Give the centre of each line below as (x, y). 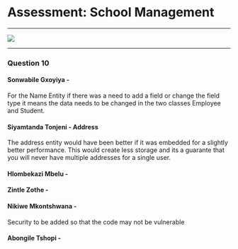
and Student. (26, 111)
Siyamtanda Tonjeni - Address (53, 127)
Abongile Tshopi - (34, 238)
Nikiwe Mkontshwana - (42, 207)
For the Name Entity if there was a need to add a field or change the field (114, 95)
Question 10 (28, 63)
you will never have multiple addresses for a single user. (89, 158)
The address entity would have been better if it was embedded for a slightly (118, 143)
